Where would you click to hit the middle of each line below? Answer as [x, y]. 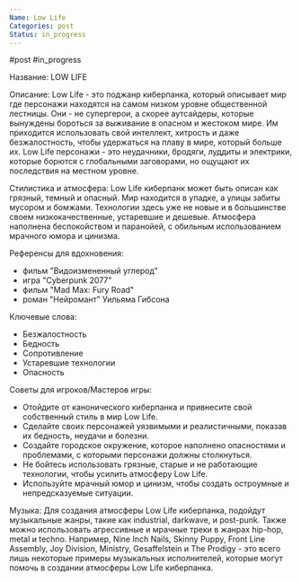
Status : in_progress [48, 34]
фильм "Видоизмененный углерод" [90, 271]
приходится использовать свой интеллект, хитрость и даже [124, 133]
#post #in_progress [45, 60]
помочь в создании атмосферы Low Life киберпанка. [111, 568]
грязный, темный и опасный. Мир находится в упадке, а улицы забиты [145, 198]
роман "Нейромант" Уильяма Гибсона [96, 300]
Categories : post [42, 26]
